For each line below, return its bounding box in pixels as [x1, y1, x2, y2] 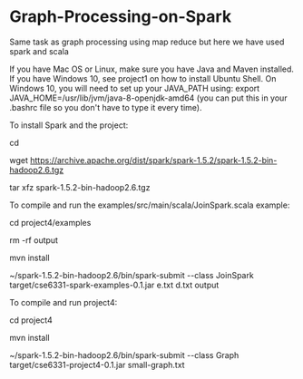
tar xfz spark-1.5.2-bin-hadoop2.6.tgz [9, 181, 151, 192]
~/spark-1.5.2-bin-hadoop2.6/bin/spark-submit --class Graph [9, 349, 239, 360]
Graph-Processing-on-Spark [9, 6, 232, 27]
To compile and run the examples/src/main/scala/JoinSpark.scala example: [9, 199, 290, 210]
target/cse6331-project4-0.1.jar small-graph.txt [9, 359, 185, 370]
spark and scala [9, 45, 70, 56]
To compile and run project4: [9, 296, 118, 307]
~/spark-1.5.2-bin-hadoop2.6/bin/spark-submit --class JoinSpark [9, 269, 254, 280]
